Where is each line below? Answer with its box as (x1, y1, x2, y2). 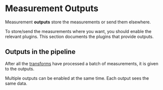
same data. (5, 80, 28, 86)
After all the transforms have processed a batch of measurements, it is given (5, 60, 159, 66)
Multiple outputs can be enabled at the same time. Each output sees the (5, 75, 149, 81)
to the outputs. (5, 66, 35, 72)
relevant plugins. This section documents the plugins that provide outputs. (5, 34, 154, 39)
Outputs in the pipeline (5, 48, 76, 56)
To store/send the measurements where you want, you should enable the (5, 28, 152, 34)
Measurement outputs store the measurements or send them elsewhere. (5, 19, 151, 25)
